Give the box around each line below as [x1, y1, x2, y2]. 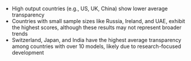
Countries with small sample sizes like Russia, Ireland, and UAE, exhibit [11, 18, 186, 24]
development [11, 49, 44, 56]
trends [11, 30, 28, 37]
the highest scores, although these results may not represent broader [11, 24, 182, 31]
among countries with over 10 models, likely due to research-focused [11, 43, 182, 50]
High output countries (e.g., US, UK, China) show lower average [11, 5, 168, 12]
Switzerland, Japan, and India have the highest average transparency [11, 37, 182, 43]
